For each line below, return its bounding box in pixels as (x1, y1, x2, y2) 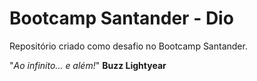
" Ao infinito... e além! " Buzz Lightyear (9, 59, 167, 71)
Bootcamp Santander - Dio (9, 7, 234, 30)
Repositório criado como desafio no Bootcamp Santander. (9, 40, 248, 52)
